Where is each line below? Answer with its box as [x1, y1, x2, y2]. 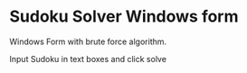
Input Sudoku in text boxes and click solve [9, 53, 167, 64]
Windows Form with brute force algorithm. [9, 36, 167, 47]
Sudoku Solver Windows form [9, 6, 239, 27]
